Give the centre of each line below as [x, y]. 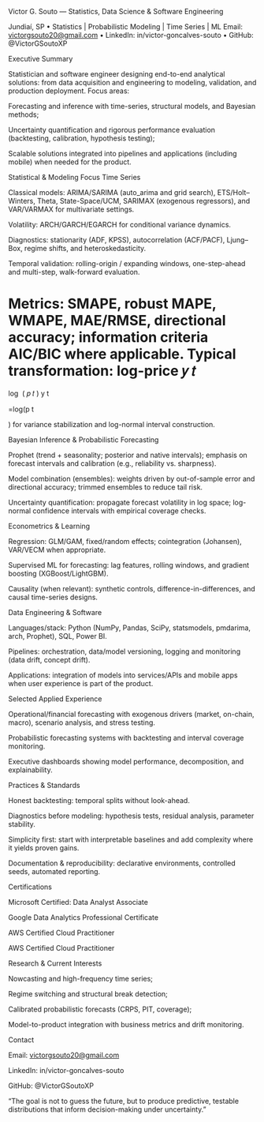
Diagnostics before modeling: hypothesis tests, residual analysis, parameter [131, 816]
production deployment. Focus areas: [69, 91]
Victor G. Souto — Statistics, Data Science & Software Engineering [116, 11]
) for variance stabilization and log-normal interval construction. [112, 424]
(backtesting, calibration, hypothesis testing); [82, 138]
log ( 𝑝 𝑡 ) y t [29, 393]
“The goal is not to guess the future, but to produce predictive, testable [123, 1101]
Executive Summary [41, 59]
